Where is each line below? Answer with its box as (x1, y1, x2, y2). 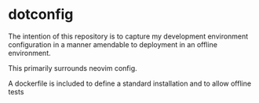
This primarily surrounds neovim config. (8, 63, 137, 72)
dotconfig (8, 6, 74, 24)
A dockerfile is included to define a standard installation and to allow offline (8, 79, 252, 88)
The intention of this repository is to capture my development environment (8, 31, 249, 41)
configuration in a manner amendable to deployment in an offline (8, 39, 218, 49)
